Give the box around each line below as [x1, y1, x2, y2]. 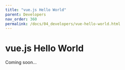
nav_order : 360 [5, 16, 37, 21]
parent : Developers [5, 12, 46, 17]
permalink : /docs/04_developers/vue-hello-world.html [5, 21, 121, 26]
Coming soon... [5, 59, 37, 65]
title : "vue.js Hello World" [5, 7, 67, 12]
